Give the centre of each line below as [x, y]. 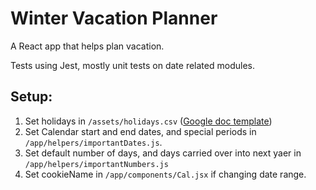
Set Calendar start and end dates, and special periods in [140, 131]
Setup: [31, 97]
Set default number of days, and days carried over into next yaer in [163, 153]
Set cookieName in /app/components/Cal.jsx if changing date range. [165, 174]
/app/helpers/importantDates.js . [93, 142]
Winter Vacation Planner [114, 18]
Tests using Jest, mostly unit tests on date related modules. [132, 65]
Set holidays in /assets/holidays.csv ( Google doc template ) [148, 121]
